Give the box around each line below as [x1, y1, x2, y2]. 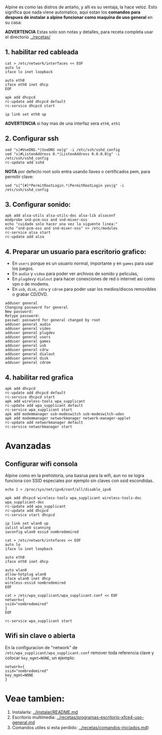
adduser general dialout [5, 352, 55, 357]
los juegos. [12, 266, 34, 272]
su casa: [5, 19, 22, 25]
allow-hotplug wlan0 [5, 572, 47, 577]
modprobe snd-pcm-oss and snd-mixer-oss [5, 218, 88, 223]
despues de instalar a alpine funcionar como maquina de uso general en [5, 15, 153, 20]
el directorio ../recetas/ [5, 34, 51, 40]
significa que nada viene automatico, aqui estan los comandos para [5, 9, 141, 15]
